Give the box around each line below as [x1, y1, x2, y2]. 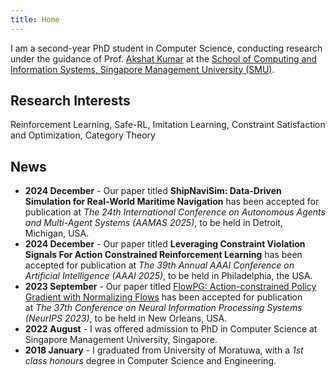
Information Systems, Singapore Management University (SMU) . [10, 63, 275, 75]
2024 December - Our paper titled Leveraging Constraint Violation [24, 238, 306, 250]
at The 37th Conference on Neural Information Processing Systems [24, 302, 303, 314]
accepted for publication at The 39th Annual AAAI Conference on [24, 259, 295, 271]
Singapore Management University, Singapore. [24, 334, 218, 346]
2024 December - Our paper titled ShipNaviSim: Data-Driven [24, 185, 282, 197]
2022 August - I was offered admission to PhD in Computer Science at [24, 323, 318, 335]
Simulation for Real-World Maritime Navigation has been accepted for [24, 196, 320, 208]
